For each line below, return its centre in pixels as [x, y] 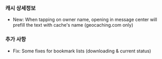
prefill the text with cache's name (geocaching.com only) [73, 25]
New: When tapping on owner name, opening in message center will [85, 19]
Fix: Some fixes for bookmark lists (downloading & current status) [82, 51]
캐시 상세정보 [21, 8]
